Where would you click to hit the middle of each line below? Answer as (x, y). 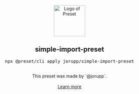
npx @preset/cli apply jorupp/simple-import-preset (69, 61)
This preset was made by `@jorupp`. (69, 76)
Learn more (69, 87)
